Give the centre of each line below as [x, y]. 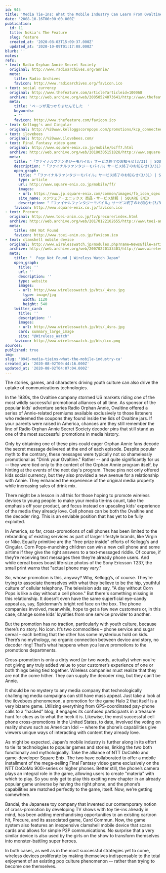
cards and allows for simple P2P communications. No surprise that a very [80, 830]
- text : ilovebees [24, 134]
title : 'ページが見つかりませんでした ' [52, 106]
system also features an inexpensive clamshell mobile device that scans [78, 825]
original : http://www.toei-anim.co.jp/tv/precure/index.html [74, 217]
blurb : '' [15, 51]
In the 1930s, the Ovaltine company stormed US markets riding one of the [80, 397]
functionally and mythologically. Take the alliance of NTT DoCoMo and [77, 752]
